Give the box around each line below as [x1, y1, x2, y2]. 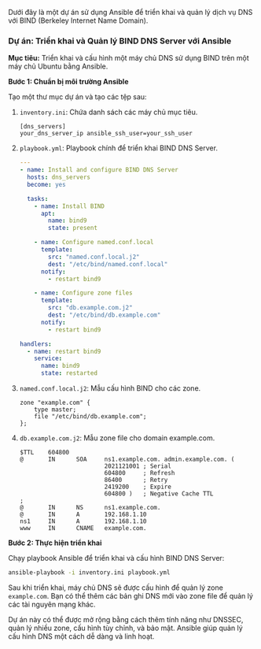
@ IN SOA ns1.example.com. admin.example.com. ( [19, 455, 235, 464]
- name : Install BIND [34, 202, 105, 210]
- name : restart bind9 [27, 347, 101, 355]
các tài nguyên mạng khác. [8, 599, 96, 609]
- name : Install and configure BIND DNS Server [19, 166, 178, 174]
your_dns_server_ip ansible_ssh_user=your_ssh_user [19, 130, 193, 138]
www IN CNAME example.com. [19, 525, 147, 532]
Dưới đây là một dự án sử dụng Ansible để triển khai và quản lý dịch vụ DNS [8, 8, 253, 17]
